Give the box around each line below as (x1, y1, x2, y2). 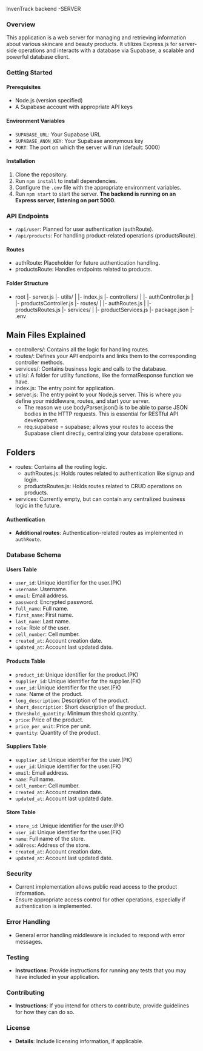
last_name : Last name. (15, 618, 71, 625)
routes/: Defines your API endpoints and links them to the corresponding (15, 353, 196, 360)
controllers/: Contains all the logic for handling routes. (15, 346, 150, 353)
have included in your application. (15, 973, 100, 980)
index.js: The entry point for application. (15, 385, 115, 392)
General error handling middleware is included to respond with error (15, 931, 185, 938)
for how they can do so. (15, 1009, 75, 1016)
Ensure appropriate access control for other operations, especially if (15, 896, 186, 903)
